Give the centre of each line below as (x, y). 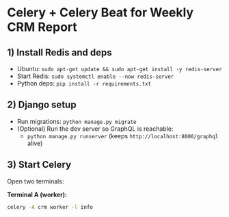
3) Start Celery (39, 165)
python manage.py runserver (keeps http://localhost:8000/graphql (123, 136)
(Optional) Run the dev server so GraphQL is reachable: (95, 129)
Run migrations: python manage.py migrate (77, 121)
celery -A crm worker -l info (50, 207)
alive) (35, 143)
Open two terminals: (36, 181)
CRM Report (42, 27)
